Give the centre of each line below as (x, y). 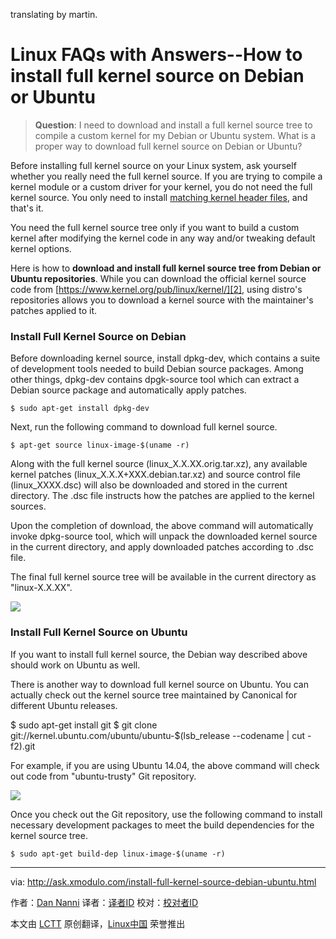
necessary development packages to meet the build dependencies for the (162, 825)
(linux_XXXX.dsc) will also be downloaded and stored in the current (149, 485)
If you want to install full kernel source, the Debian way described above (159, 654)
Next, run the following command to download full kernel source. (144, 427)
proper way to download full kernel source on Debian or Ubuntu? (168, 146)
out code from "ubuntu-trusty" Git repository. (103, 776)
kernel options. (41, 248)
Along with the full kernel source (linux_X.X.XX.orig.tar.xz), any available (159, 464)
